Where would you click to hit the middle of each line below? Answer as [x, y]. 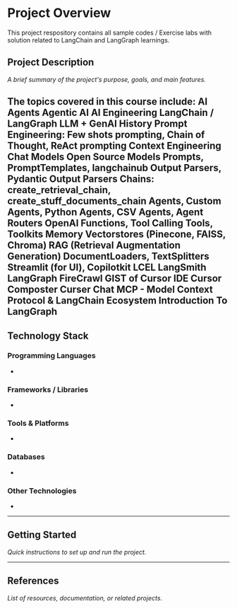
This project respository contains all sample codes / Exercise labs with [110, 33]
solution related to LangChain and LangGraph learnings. [89, 40]
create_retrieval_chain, [59, 190]
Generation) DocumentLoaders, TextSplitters [108, 256]
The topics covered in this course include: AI [108, 101]
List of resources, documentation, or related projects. [85, 598]
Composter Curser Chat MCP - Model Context [110, 290]
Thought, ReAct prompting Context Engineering [114, 146]
